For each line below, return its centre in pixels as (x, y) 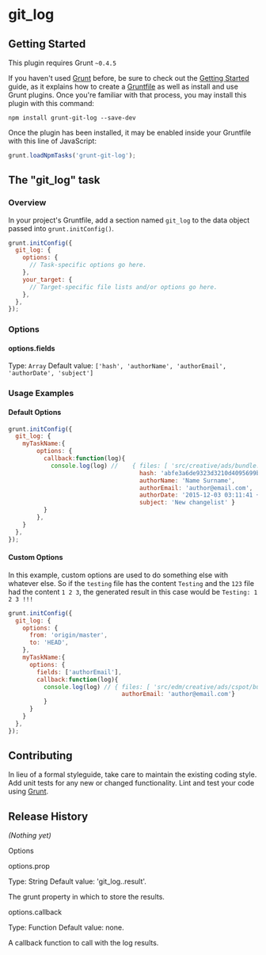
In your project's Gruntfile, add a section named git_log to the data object (129, 220)
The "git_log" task (54, 180)
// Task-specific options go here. (88, 265)
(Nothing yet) (30, 835)
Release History (48, 816)
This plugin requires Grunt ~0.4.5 (63, 63)
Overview (27, 203)
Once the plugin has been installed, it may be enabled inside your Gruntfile (130, 133)
